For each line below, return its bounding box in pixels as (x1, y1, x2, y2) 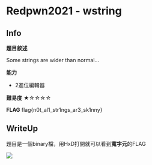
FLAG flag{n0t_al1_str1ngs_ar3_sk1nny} (6, 106, 103, 113)
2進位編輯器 (14, 82, 45, 88)
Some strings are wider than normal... (6, 57, 100, 63)
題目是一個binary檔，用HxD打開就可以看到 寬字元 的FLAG (6, 140, 146, 147)
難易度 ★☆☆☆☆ (6, 94, 52, 101)
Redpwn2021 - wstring (6, 4, 122, 18)
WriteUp (6, 124, 38, 134)
